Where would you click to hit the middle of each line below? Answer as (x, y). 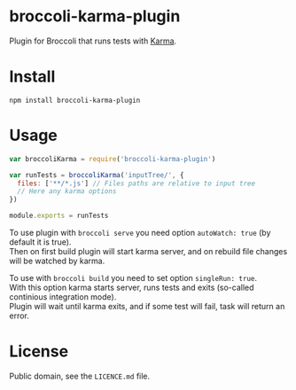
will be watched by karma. (57, 261)
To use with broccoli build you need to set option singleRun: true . (133, 278)
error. (19, 316)
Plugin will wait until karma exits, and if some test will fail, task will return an (147, 307)
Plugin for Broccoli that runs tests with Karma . (93, 41)
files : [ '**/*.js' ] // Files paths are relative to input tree (136, 183)
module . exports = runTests (59, 216)
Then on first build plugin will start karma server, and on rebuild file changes (148, 252)
